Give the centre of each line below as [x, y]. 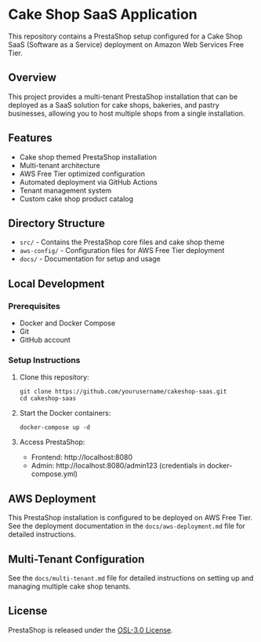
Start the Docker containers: [65, 413]
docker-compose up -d [54, 427]
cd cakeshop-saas [48, 398]
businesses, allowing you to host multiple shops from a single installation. [127, 113]
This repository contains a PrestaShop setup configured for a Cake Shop [125, 36]
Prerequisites [34, 306]
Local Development [56, 283]
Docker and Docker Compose [67, 323]
